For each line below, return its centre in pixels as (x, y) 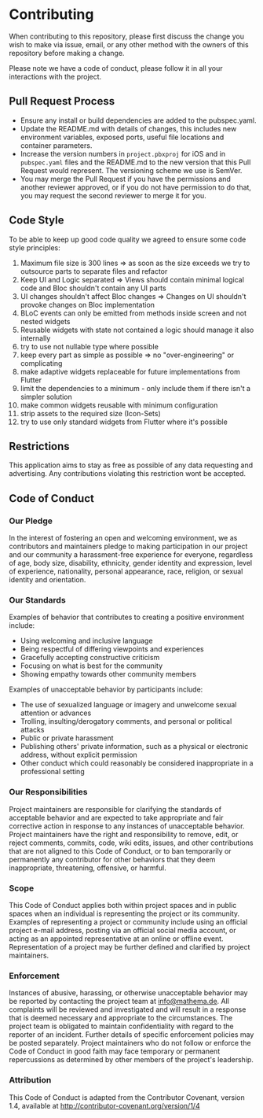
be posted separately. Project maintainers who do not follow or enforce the (130, 1043)
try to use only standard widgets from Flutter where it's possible (124, 422)
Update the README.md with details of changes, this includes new (128, 128)
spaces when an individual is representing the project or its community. (124, 913)
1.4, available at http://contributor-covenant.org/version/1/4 (104, 1105)
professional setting (52, 772)
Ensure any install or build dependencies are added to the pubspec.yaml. (139, 120)
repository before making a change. (67, 53)
